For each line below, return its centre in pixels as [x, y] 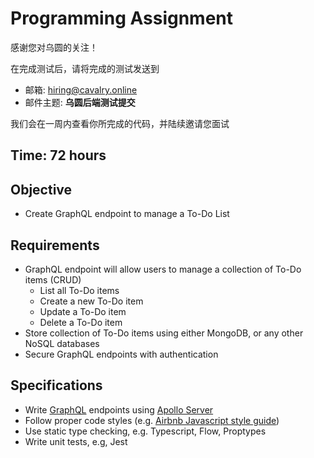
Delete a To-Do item [81, 322]
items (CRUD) [53, 279]
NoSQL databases [62, 343]
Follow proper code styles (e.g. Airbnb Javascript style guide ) [152, 420]
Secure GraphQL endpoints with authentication [121, 354]
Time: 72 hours [58, 155]
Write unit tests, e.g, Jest [76, 441]
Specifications [56, 385]
